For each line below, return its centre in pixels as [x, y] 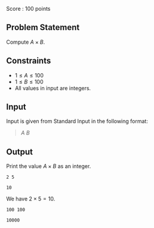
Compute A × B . [26, 42]
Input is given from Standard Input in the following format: [77, 121]
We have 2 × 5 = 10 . [31, 199]
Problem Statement [43, 27]
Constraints [29, 61]
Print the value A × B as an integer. [49, 166]
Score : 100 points [28, 9]
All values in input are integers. [53, 88]
